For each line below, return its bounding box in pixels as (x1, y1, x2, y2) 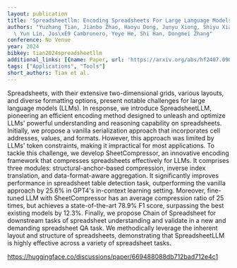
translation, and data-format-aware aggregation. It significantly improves (7, 171, 219, 180)
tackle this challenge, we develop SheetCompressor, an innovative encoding (7, 149, 229, 157)
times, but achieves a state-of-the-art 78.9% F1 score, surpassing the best (7, 201, 224, 209)
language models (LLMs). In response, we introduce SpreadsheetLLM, (7, 104, 212, 112)
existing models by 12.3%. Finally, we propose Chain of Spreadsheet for (7, 209, 217, 217)
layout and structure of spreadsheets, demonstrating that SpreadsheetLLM (7, 231, 225, 240)
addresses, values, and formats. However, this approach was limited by (7, 133, 214, 142)
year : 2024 (7, 43, 39, 50)
